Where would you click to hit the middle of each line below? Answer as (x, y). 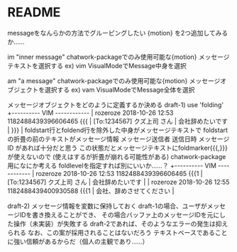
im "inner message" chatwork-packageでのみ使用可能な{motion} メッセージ (118, 57)
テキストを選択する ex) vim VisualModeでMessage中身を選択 (97, 65)
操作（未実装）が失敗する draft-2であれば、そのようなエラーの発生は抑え (121, 224)
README (34, 12)
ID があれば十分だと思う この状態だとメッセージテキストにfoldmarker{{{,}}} (118, 148)
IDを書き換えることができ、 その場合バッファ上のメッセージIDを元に (120, 214)
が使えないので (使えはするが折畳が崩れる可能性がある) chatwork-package (117, 156)
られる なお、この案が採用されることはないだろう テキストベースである (111, 232)
